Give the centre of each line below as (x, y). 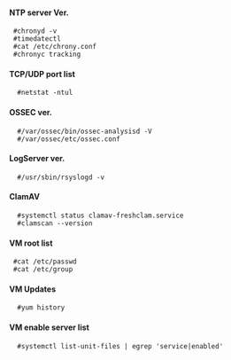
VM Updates (33, 289)
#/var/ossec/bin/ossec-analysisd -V (85, 131)
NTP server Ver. (39, 12)
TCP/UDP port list (42, 74)
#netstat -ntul (45, 93)
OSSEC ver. (31, 112)
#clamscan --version (55, 223)
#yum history (41, 308)
